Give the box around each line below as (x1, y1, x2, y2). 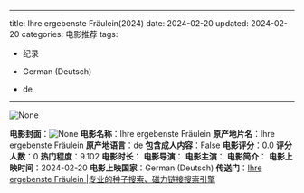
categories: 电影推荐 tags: (21, 29, 119, 39)
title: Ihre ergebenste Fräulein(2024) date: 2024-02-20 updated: (9, 18, 249, 28)
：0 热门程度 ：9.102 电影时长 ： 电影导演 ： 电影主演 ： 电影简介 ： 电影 (25, 151, 285, 161)
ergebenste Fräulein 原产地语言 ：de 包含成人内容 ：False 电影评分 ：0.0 (9, 140, 274, 150)
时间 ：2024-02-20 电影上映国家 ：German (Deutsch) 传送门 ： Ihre (16, 162, 262, 173)
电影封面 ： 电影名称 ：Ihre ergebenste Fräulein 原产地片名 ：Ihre (9, 129, 276, 139)
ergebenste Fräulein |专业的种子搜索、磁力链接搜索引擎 (9, 174, 215, 184)
